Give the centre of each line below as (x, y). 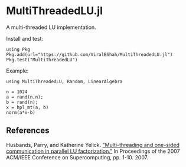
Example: (17, 71)
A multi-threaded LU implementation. (51, 27)
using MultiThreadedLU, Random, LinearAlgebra (64, 81)
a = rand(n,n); (25, 97)
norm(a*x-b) (21, 112)
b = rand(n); (22, 102)
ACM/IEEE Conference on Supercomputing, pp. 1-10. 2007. (77, 157)
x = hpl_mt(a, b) (27, 107)
